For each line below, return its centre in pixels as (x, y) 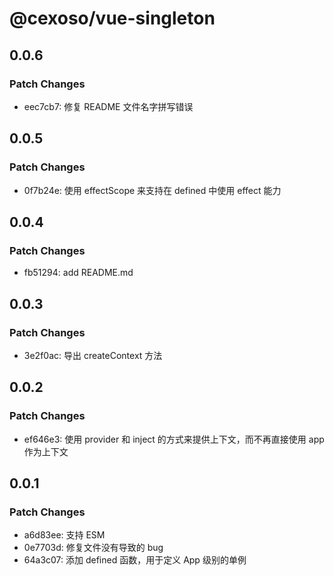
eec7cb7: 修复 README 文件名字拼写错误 (108, 106)
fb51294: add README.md (78, 273)
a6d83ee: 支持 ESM (64, 535)
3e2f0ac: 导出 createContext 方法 (93, 355)
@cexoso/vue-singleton (112, 18)
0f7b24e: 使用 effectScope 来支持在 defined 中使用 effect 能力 (152, 190)
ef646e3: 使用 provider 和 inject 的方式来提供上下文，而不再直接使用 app (174, 439)
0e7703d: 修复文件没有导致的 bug (93, 548)
